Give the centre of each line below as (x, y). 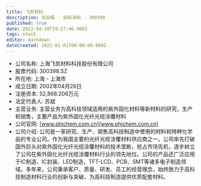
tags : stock (21, 34)
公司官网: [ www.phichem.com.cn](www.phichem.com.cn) (87, 124)
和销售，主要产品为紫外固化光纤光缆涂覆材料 (71, 116)
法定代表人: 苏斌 (35, 101)
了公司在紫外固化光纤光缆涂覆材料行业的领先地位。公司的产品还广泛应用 (105, 154)
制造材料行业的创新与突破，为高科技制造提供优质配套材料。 (94, 176)
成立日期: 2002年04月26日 (48, 86)
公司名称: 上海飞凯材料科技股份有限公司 (64, 63)
